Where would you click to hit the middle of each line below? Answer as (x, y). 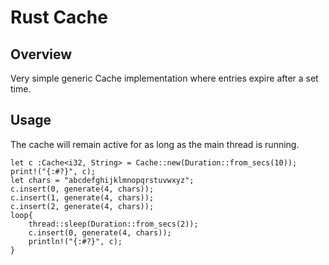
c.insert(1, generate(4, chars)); (82, 197)
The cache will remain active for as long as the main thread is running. (155, 144)
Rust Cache (59, 17)
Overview (41, 54)
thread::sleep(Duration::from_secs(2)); (113, 224)
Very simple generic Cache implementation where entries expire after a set (164, 78)
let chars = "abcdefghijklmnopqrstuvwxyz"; (102, 180)
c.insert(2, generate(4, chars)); (82, 206)
